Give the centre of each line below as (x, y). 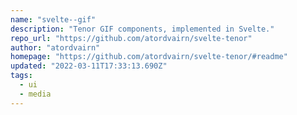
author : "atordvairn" (55, 47)
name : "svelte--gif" (53, 19)
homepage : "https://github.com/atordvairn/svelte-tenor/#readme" (149, 57)
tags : (21, 76)
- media (35, 94)
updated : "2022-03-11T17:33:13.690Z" (89, 66)
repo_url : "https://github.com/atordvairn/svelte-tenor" (131, 38)
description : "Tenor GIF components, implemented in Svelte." (142, 29)
